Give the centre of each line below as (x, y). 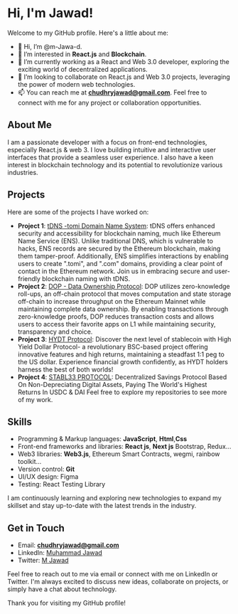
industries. (23, 172)
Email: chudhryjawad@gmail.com (68, 545)
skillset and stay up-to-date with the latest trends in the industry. (102, 506)
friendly (29, 278)
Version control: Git (46, 469)
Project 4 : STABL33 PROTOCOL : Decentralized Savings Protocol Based (122, 377)
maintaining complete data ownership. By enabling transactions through (123, 309)
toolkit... (29, 462)
